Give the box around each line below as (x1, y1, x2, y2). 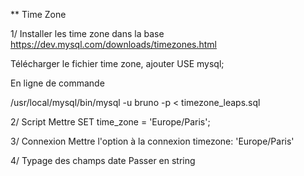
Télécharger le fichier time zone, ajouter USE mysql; (10, 58, 225, 69)
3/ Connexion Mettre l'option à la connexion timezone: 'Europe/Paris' (10, 135, 295, 147)
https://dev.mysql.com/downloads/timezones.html (10, 39, 217, 50)
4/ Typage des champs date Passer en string (10, 155, 196, 166)
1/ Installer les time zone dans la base (10, 28, 165, 39)
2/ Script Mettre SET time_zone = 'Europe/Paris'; (10, 116, 211, 128)
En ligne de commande (10, 77, 105, 89)
